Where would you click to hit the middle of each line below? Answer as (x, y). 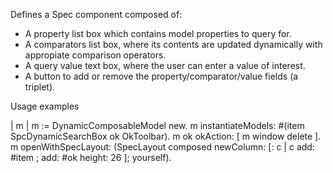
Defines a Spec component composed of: (96, 14)
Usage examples (45, 106)
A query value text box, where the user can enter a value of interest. (165, 65)
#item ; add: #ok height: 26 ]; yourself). (91, 157)
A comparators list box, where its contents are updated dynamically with (173, 44)
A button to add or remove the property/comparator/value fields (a (161, 76)
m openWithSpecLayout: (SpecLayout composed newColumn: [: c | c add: (162, 147)
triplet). (40, 87)
